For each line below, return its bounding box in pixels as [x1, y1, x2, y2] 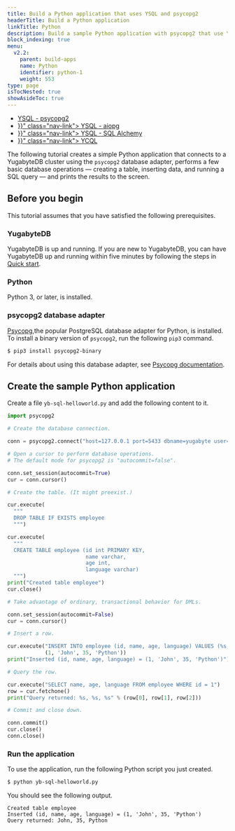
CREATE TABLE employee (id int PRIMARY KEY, [13, 547, 145, 554]
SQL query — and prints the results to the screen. [7, 172, 150, 181]
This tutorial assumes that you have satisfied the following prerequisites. [7, 211, 216, 219]
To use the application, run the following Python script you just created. [7, 765, 213, 774]
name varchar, [85, 553, 127, 561]
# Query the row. [7, 668, 58, 675]
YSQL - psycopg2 [17, 114, 69, 123]
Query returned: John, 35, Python [7, 817, 108, 824]
